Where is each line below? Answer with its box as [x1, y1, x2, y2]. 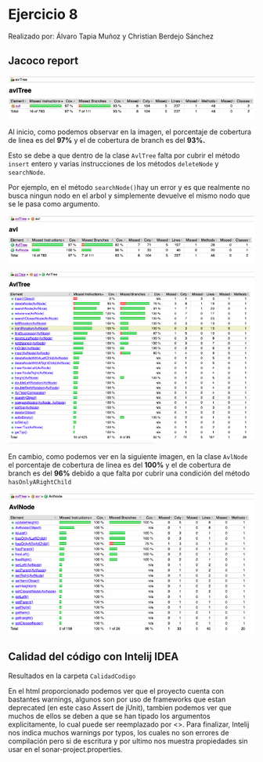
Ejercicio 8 [8, 5, 78, 24]
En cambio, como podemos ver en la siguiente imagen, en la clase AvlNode [8, 451, 248, 461]
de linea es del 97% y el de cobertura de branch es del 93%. [8, 136, 206, 145]
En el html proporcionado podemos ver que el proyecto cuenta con [8, 686, 225, 695]
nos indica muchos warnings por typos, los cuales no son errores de [8, 727, 229, 737]
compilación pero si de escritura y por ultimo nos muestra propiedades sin [8, 736, 248, 746]
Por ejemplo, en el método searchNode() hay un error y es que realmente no [8, 183, 250, 192]
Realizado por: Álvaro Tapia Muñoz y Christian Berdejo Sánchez [8, 31, 214, 41]
